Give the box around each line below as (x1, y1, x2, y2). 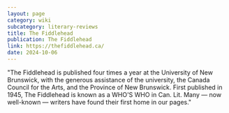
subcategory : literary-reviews (7, 23, 98, 30)
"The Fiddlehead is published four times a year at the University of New (7, 68, 213, 77)
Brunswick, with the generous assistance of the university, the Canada (7, 75, 210, 84)
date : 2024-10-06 (7, 50, 58, 56)
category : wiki (7, 17, 52, 24)
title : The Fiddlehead (7, 29, 73, 37)
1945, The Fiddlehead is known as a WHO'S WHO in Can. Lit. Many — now (7, 90, 222, 98)
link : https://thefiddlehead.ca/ (7, 43, 105, 50)
